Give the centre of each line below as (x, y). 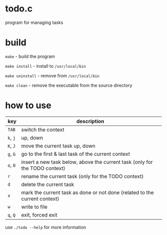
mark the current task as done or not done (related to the (87, 192)
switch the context (43, 129)
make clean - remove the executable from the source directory (69, 85)
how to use (28, 106)
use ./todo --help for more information (46, 227)
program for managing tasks (34, 22)
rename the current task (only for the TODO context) (83, 176)
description (90, 121)
